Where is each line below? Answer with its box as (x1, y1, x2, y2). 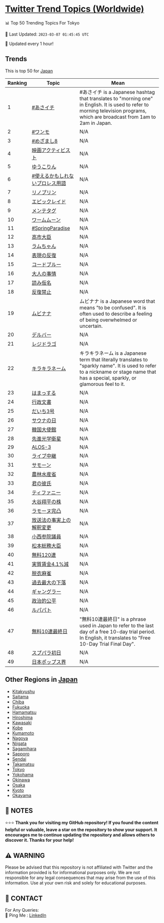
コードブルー (31, 261, 61, 268)
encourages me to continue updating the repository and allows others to (5, 832, 155, 838)
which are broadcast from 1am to (79, 113, 156, 120)
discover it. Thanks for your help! (5, 837, 74, 843)
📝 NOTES (5, 806, 33, 815)
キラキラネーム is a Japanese (79, 350, 147, 357)
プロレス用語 (36, 180, 66, 186)
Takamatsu (12, 761, 35, 767)
